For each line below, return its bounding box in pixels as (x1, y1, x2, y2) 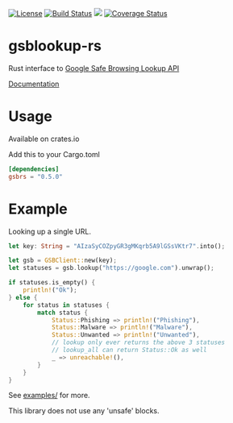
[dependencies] (8, 165, 60, 173)
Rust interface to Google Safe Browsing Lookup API (8, 63, 180, 73)
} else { (8, 293, 38, 301)
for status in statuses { (23, 301, 110, 309)
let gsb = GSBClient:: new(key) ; (8, 256, 117, 265)
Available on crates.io (8, 134, 80, 143)
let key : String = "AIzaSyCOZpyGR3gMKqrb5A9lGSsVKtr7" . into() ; (8, 242, 226, 250)
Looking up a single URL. (8, 226, 91, 236)
